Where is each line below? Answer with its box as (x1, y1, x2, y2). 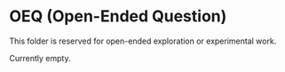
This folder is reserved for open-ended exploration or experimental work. (9, 36, 277, 46)
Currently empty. (9, 52, 71, 63)
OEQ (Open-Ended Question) (9, 6, 227, 27)
